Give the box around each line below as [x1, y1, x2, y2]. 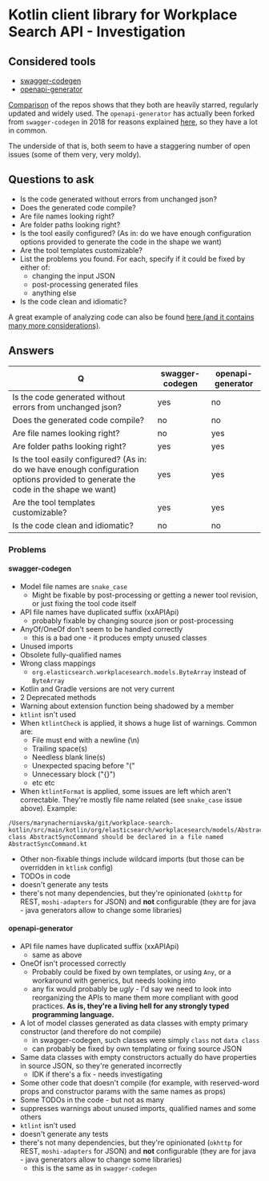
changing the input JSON [31, 271, 115, 280]
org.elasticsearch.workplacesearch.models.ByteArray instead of [31, 666, 247, 676]
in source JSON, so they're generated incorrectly [19, 1061, 183, 1070]
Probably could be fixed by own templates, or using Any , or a [31, 967, 232, 976]
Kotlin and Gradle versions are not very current [19, 684, 175, 694]
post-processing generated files [31, 279, 139, 289]
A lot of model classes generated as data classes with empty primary [19, 1018, 248, 1028]
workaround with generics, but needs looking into [31, 975, 196, 985]
